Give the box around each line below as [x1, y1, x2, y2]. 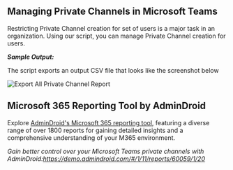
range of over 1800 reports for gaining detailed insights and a [7, 126, 183, 134]
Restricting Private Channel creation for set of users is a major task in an [7, 24, 215, 32]
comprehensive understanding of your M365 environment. [7, 133, 176, 142]
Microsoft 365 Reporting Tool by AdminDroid [7, 100, 206, 112]
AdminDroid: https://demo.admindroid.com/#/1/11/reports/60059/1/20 [7, 154, 206, 163]
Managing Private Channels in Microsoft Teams [7, 6, 218, 17]
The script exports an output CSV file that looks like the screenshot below [7, 66, 219, 74]
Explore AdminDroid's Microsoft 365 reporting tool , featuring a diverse [7, 118, 210, 127]
